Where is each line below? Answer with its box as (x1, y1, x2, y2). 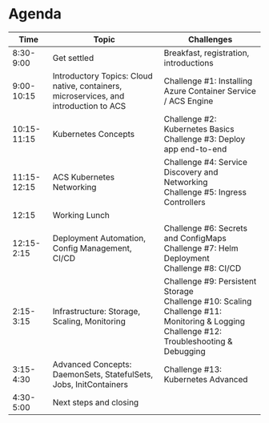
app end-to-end (163, 143, 227, 155)
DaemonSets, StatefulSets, (52, 369, 154, 380)
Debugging (163, 345, 206, 357)
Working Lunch (52, 209, 110, 220)
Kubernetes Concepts (52, 128, 134, 139)
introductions (163, 57, 214, 68)
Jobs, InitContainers (52, 378, 129, 389)
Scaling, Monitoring (52, 316, 126, 327)
